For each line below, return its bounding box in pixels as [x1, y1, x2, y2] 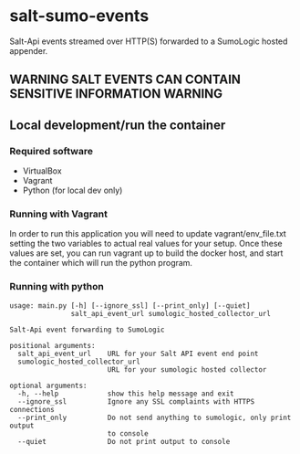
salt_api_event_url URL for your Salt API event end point [17, 349, 259, 358]
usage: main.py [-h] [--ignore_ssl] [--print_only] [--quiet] [9, 301, 251, 311]
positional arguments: [9, 341, 96, 350]
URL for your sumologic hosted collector [107, 364, 267, 375]
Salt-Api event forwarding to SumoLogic [9, 325, 166, 334]
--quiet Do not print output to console [17, 437, 231, 446]
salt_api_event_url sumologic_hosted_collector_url [70, 309, 272, 318]
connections [9, 405, 55, 414]
